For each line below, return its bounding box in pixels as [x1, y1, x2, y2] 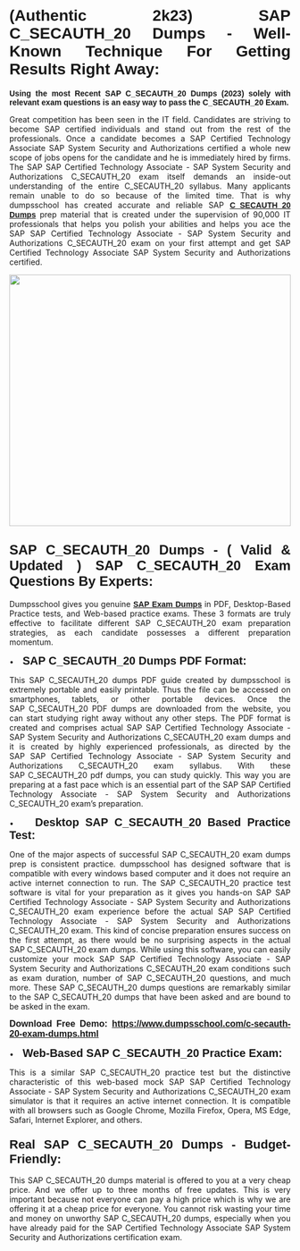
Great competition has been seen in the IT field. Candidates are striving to [9, 114, 291, 124]
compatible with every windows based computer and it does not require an [9, 867, 291, 878]
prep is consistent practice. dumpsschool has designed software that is [9, 858, 291, 869]
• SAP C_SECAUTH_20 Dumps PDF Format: [9, 654, 247, 667]
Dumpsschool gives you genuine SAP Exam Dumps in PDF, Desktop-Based [9, 598, 291, 609]
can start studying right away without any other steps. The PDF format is [9, 713, 291, 723]
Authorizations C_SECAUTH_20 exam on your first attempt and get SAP [9, 237, 291, 248]
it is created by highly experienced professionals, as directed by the [9, 740, 291, 752]
